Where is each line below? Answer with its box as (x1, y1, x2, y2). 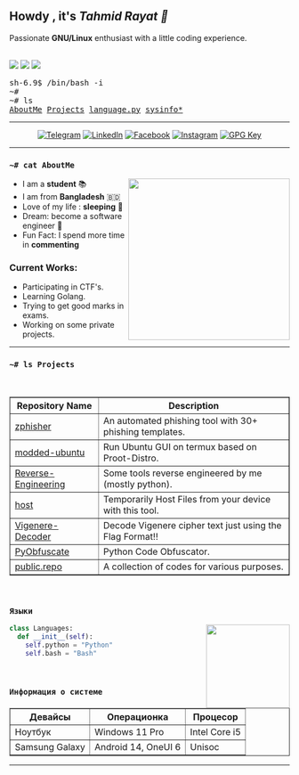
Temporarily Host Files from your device (102, 493, 271, 505)
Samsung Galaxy (14, 741, 86, 753)
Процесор (192, 711, 238, 722)
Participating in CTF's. (21, 281, 104, 292)
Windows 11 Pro (94, 726, 165, 738)
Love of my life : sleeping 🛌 (21, 201, 124, 212)
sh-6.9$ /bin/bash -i (9, 77, 104, 87)
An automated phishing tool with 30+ (102, 414, 258, 427)
